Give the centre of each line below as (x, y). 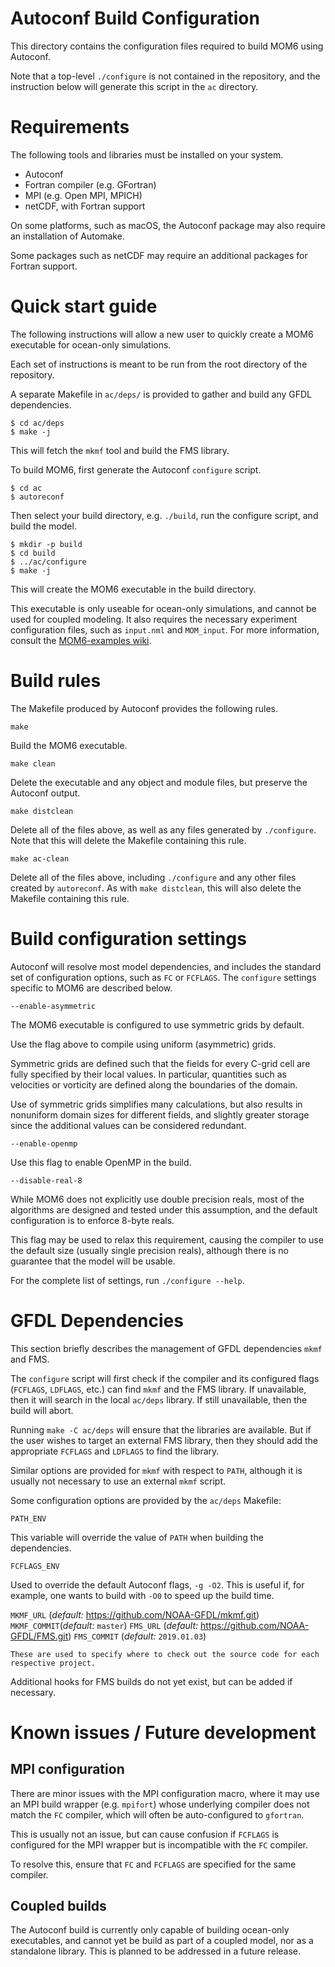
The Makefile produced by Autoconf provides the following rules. (144, 708)
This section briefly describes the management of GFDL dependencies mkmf (166, 1348)
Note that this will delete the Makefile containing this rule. (128, 840)
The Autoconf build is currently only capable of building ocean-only (150, 1930)
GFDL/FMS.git (39, 1636)
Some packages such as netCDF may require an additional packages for (159, 255)
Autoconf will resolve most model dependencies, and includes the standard (166, 966)
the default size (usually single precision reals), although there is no (149, 1250)
